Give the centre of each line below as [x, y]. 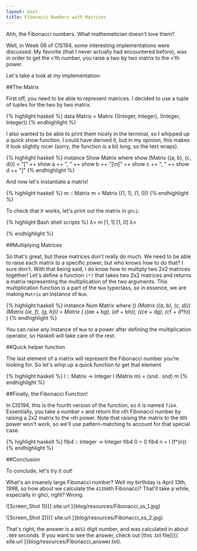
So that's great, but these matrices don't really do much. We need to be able [98, 256]
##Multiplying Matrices [34, 245]
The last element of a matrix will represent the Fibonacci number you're [93, 358]
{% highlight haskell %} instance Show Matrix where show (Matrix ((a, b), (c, [99, 157]
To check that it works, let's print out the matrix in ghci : [73, 210]
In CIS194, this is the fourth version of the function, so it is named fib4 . [92, 405]
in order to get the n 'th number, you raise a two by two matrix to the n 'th [93, 58]
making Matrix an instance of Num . [47, 294]
